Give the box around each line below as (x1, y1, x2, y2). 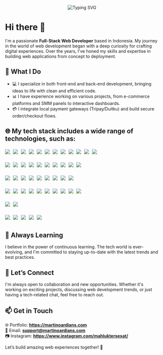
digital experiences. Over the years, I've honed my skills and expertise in (5, 48, 151, 54)
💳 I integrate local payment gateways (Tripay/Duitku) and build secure (12, 105, 155, 112)
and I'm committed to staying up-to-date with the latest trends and (24, 249, 159, 255)
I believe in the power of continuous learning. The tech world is (5, 244, 132, 250)
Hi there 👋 (5, 22, 45, 33)
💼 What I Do (5, 67, 41, 76)
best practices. (5, 254, 35, 260)
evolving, (5, 249, 23, 255)
